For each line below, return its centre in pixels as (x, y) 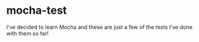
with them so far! (27, 33)
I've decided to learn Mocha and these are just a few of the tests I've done (100, 27)
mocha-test (37, 10)
